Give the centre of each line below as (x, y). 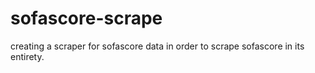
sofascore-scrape (86, 18)
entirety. (27, 56)
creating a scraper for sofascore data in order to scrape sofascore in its (157, 46)
